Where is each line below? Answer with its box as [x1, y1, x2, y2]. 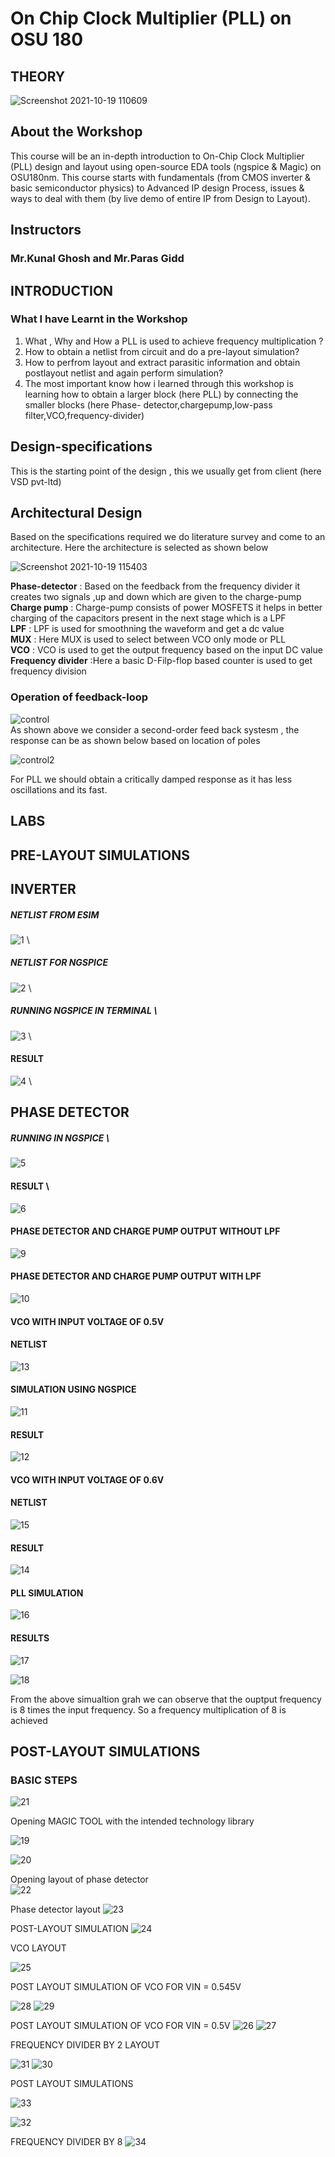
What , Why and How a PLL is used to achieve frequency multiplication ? [24, 335, 324, 347]
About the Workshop [10, 123, 143, 141]
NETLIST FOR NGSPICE [10, 957, 108, 969]
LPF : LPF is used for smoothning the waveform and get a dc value [10, 623, 285, 635]
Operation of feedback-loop [10, 690, 149, 704]
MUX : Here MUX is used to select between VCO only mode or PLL [10, 633, 287, 646]
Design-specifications [10, 438, 153, 456]
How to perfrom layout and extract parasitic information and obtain [24, 356, 301, 368]
